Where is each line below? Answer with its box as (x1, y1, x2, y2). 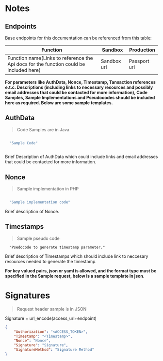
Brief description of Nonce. (5, 209, 60, 214)
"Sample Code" (9, 141, 38, 145)
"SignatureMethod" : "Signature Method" (14, 347, 95, 352)
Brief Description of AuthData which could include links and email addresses (5, 154, 158, 160)
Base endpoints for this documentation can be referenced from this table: (5, 35, 152, 41)
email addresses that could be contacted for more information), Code (5, 90, 148, 95)
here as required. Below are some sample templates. (5, 100, 113, 106)
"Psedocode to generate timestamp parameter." (9, 245, 105, 250)
